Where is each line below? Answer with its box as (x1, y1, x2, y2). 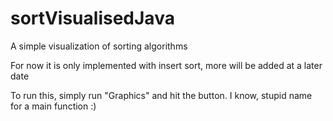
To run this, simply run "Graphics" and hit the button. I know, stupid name (10, 89, 313, 101)
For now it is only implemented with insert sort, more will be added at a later (10, 59, 323, 71)
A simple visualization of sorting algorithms (10, 40, 188, 52)
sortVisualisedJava (10, 7, 175, 30)
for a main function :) (10, 100, 97, 112)
